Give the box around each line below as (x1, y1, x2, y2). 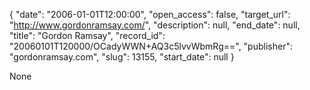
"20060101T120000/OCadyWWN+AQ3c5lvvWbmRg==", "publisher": (9, 40, 293, 52)
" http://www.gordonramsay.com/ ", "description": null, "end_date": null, (9, 19, 301, 31)
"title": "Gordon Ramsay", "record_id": (9, 30, 166, 41)
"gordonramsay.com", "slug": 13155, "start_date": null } (9, 51, 235, 63)
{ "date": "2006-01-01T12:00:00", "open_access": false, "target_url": (9, 9, 291, 20)
